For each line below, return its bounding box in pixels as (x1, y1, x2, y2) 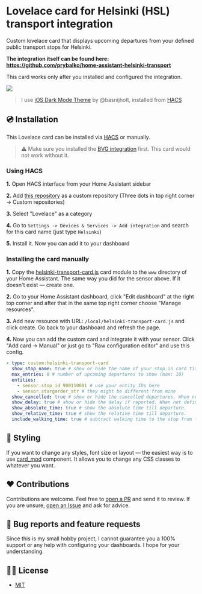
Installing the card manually (6, 254, 89, 263)
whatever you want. (6, 461, 55, 469)
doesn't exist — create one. (6, 282, 75, 289)
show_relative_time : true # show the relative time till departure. (11, 411, 187, 417)
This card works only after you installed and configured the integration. (6, 73, 182, 80)
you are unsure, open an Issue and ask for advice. (6, 502, 130, 509)
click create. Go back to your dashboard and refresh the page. (6, 324, 161, 331)
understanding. (6, 548, 44, 555)
